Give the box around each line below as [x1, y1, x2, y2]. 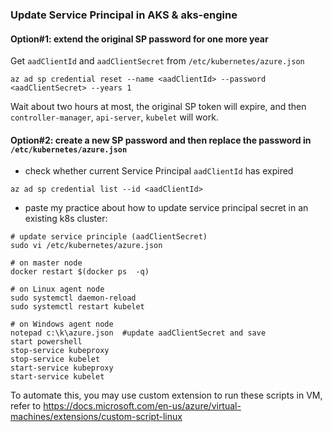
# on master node [10, 258, 83, 268]
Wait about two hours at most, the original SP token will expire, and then [10, 101, 307, 113]
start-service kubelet [10, 372, 105, 382]
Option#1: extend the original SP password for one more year [10, 33, 269, 45]
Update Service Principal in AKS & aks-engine [10, 8, 238, 22]
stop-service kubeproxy [10, 346, 110, 356]
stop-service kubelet [10, 354, 101, 365]
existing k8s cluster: [24, 213, 108, 225]
